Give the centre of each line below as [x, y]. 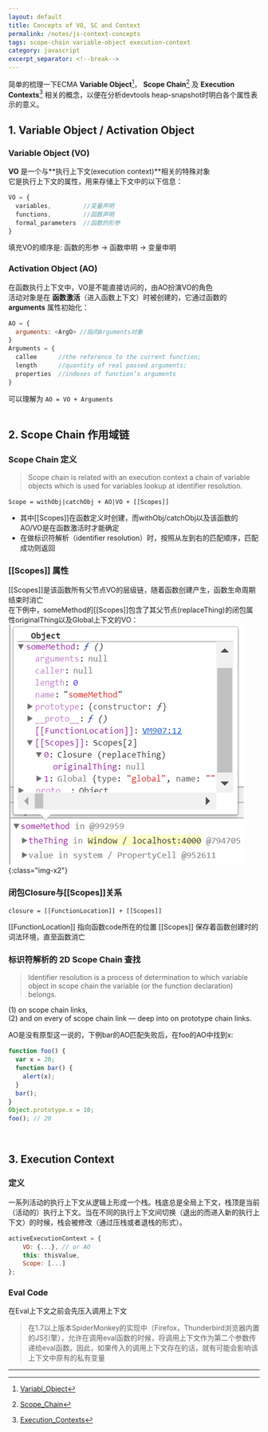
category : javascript [44, 51]
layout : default [35, 17]
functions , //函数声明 [65, 214]
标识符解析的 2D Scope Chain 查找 [75, 959]
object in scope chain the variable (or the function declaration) [130, 986]
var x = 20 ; [35, 1060]
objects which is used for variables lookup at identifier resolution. [135, 486]
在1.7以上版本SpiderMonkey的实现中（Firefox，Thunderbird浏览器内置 [144, 1328]
